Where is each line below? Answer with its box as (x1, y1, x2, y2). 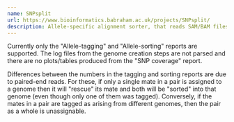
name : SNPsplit (7, 10, 52, 17)
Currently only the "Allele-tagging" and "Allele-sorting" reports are (7, 42, 198, 51)
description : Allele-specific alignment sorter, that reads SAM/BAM (7, 23, 210, 30)
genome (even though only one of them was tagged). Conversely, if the (7, 92, 212, 101)
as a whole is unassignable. (7, 107, 86, 115)
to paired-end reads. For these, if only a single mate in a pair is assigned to (7, 78, 222, 86)
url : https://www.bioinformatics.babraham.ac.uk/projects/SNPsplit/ (7, 17, 210, 24)
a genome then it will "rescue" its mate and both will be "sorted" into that (7, 85, 217, 94)
